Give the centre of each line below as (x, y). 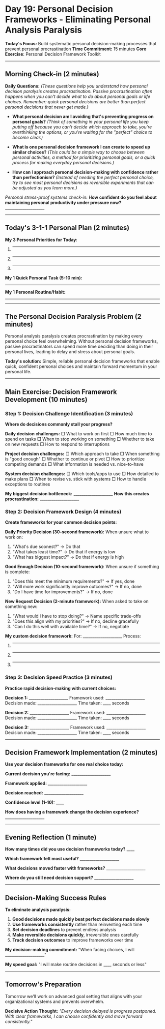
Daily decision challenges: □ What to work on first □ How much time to (79, 434)
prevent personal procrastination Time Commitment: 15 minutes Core (76, 49)
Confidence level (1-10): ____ (35, 802)
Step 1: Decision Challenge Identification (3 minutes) (69, 413)
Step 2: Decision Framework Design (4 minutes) (63, 512)
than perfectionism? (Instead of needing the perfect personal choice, (83, 177)
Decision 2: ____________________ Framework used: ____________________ (75, 712)
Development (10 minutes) (46, 399)
